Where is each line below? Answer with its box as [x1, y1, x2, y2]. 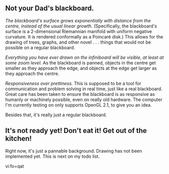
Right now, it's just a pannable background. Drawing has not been [5, 148, 143, 154]
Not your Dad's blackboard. [5, 4, 95, 13]
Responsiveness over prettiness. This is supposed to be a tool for [5, 80, 142, 86]
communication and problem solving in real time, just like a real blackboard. [5, 86, 163, 92]
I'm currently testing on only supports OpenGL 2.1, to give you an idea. [5, 101, 152, 108]
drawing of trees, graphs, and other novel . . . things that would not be [5, 39, 151, 45]
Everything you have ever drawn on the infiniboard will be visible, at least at [5, 54, 164, 60]
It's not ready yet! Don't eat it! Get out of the [5, 126, 147, 135]
